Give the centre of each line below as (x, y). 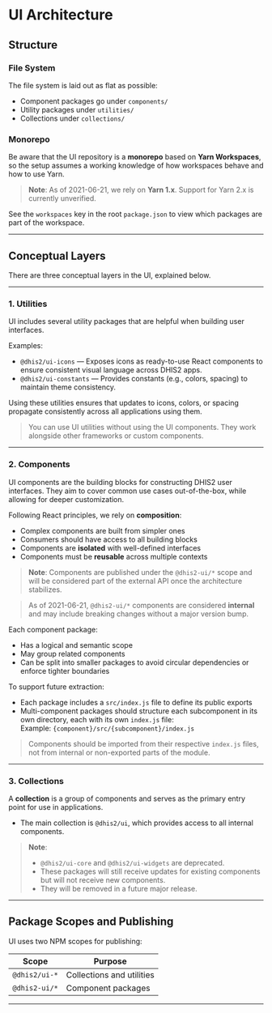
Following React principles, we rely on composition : (95, 515)
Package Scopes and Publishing (91, 922)
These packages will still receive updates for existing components (150, 871)
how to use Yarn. (36, 174)
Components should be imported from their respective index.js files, (143, 743)
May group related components (72, 653)
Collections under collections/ (72, 118)
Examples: (25, 346)
